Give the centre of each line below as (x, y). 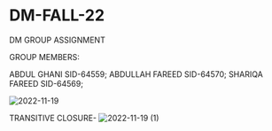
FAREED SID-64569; (47, 83)
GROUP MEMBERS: (44, 57)
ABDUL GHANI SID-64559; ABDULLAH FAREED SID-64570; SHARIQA (136, 74)
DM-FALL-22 (57, 15)
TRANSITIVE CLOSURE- (53, 118)
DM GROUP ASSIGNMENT (58, 40)
